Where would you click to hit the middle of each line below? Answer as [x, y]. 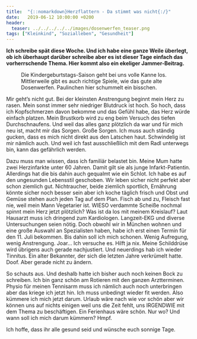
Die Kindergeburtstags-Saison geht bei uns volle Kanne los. [94, 75]
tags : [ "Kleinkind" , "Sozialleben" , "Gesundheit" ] [70, 34]
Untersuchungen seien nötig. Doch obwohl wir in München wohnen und [94, 224]
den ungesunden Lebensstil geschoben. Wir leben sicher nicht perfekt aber [99, 180]
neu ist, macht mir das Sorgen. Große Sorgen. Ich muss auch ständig [90, 131]
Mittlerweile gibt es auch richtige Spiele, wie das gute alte [91, 81]
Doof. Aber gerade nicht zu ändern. [50, 262]
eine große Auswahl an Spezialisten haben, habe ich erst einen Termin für [96, 231]
